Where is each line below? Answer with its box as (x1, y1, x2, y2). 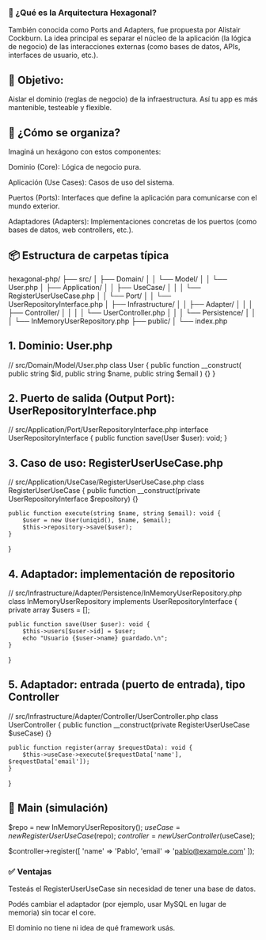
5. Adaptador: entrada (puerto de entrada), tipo (8, 678, 245, 692)
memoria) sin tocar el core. (8, 908, 97, 917)
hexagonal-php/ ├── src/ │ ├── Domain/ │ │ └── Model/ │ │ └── (8, 273, 228, 284)
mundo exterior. (8, 201, 60, 211)
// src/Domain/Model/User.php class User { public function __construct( (8, 360, 241, 369)
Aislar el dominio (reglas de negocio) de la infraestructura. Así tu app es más (8, 94, 258, 104)
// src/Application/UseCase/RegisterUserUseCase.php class (8, 477, 204, 487)
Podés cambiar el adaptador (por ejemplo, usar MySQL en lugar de (8, 899, 227, 908)
